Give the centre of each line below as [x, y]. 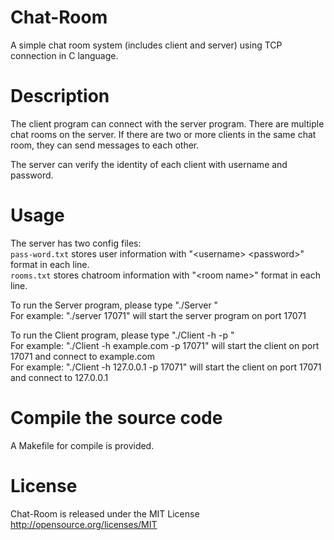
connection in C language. [64, 55]
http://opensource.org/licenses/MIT [84, 524]
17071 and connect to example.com [82, 356]
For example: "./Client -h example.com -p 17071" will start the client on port [165, 345]
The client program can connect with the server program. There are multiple [167, 123]
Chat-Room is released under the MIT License [105, 513]
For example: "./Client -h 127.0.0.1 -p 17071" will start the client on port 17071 [166, 367]
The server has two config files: [76, 243]
